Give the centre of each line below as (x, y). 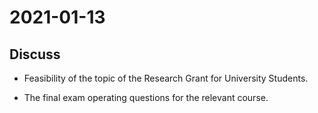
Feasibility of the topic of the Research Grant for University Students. (166, 78)
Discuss (35, 54)
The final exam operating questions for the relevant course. (146, 97)
